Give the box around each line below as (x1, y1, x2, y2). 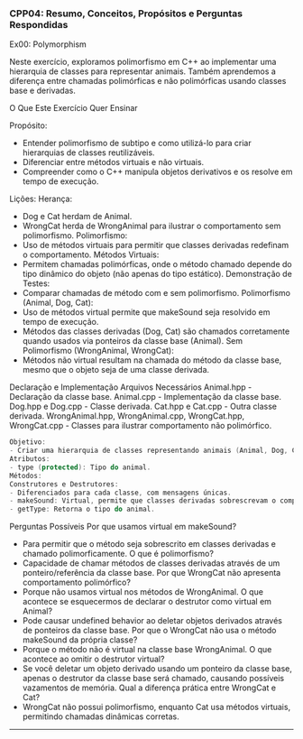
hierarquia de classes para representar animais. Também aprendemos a (9, 66, 277, 77)
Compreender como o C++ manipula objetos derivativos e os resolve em (22, 166, 293, 178)
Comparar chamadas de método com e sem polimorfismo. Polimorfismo (22, 288, 291, 299)
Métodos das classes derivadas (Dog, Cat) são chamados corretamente (22, 326, 290, 337)
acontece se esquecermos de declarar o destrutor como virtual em (22, 596, 272, 607)
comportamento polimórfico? (22, 577, 131, 588)
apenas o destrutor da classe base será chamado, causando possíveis (22, 673, 285, 684)
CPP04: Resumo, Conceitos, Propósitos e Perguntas (9, 7, 243, 20)
